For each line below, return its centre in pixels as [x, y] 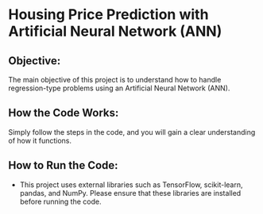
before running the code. [60, 201]
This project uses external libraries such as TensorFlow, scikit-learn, [131, 185]
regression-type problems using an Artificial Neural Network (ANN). [119, 88]
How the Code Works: [64, 113]
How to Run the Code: [63, 165]
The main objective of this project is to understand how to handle [115, 80]
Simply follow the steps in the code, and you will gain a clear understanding [132, 132]
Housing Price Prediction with [108, 15]
